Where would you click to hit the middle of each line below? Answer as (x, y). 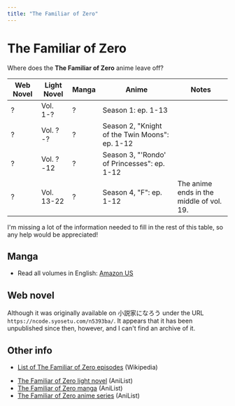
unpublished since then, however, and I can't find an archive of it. (101, 328)
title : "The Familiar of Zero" (53, 14)
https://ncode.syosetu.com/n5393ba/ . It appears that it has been (100, 321)
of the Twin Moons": (136, 134)
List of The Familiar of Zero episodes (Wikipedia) (88, 367)
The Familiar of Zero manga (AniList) (70, 388)
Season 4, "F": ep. (132, 192)
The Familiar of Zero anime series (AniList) (78, 395)
